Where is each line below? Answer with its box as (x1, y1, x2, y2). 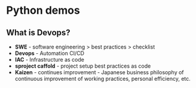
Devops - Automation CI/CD (14, 50, 85, 57)
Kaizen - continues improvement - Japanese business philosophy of (14, 69, 184, 75)
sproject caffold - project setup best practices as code (14, 62, 151, 69)
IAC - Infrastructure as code (14, 56, 85, 63)
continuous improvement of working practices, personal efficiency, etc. (14, 75, 191, 82)
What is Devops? (6, 28, 71, 38)
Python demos (6, 4, 81, 17)
